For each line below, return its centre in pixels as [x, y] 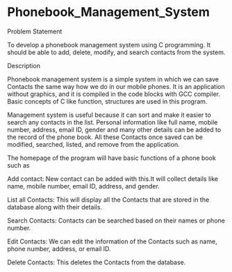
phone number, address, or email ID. [59, 248]
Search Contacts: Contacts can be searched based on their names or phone [116, 221]
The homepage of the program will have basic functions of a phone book [112, 158]
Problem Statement [35, 31]
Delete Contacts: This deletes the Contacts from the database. [97, 262]
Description [24, 65]
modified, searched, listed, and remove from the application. [93, 144]
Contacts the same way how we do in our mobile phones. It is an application [116, 86]
